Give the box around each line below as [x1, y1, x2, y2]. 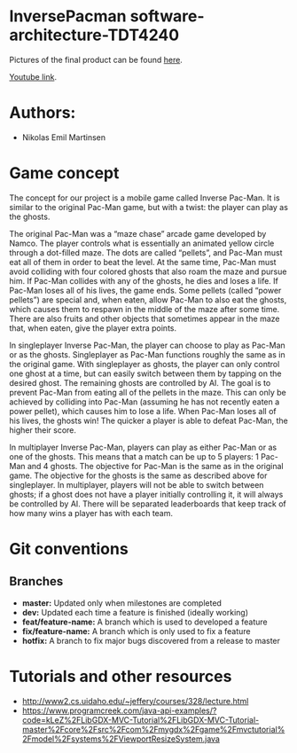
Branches [9, 574, 64, 589]
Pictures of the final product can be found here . [9, 54, 184, 65]
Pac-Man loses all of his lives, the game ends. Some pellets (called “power [9, 285, 282, 295]
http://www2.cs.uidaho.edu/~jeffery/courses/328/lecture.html [21, 695, 249, 706]
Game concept [9, 163, 120, 184]
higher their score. [9, 424, 77, 435]
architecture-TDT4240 [9, 25, 180, 45]
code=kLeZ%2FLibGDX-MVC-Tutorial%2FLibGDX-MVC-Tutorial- [21, 714, 260, 725]
